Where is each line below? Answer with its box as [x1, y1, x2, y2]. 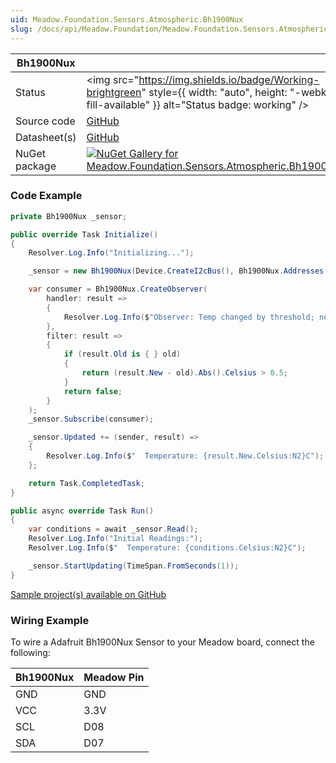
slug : [10, 24, 33, 34]
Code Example [10, 189, 83, 203]
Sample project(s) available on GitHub [10, 588, 167, 600]
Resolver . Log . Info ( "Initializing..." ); [28, 248, 195, 258]
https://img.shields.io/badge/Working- [138, 72, 320, 86]
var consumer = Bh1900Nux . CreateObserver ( [28, 284, 208, 295]
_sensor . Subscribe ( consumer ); [28, 414, 155, 425]
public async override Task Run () [10, 506, 155, 516]
